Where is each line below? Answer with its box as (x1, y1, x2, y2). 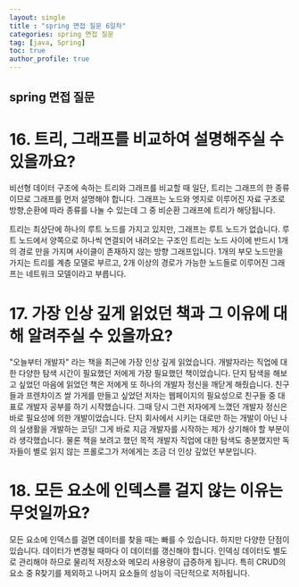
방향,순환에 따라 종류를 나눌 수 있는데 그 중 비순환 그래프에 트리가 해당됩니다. (9, 205, 276, 215)
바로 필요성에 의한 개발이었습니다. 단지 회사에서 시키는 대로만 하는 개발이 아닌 (9, 413, 278, 423)
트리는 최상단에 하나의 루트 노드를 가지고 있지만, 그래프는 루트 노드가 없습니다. (9, 224, 281, 235)
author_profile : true (9, 55, 90, 63)
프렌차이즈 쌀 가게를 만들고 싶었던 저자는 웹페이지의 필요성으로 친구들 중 (25, 390, 277, 401)
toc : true (9, 46, 46, 55)
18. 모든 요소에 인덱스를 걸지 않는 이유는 (9, 481, 284, 501)
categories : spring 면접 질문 (9, 29, 114, 38)
